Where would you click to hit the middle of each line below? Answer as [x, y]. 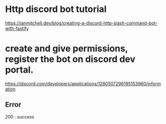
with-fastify [17, 28]
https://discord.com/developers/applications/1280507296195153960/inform [83, 83]
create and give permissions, [67, 49]
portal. [19, 70]
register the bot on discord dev [70, 59]
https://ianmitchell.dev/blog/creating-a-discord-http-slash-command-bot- [82, 23]
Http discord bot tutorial [56, 9]
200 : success [20, 116]
